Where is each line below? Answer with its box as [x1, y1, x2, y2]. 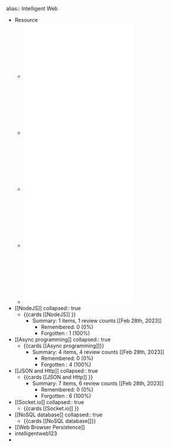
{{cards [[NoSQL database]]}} [23, 418, 96, 424]
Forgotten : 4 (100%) [41, 361, 91, 368]
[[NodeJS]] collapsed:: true [14, 305, 81, 311]
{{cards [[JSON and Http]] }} [23, 374, 93, 380]
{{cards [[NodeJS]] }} [23, 311, 76, 318]
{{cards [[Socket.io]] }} [23, 405, 79, 412]
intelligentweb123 [14, 430, 58, 437]
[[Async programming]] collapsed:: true [14, 336, 111, 343]
